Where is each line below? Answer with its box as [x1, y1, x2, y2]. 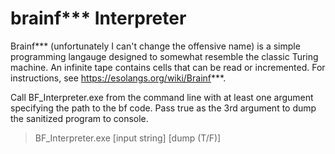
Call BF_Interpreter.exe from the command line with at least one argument [10, 91, 314, 103]
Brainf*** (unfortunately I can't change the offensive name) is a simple [10, 40, 301, 52]
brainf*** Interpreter [10, 7, 187, 30]
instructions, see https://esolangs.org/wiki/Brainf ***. [10, 72, 227, 84]
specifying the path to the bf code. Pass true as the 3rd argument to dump [10, 102, 317, 114]
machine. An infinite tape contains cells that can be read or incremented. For [10, 61, 326, 73]
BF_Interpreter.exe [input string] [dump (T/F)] [34, 132, 222, 144]
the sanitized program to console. [10, 112, 149, 124]
